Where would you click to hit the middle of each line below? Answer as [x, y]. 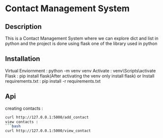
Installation [23, 59]
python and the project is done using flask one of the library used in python [81, 44]
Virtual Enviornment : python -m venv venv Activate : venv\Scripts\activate [81, 70]
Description [23, 27]
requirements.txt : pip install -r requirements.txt [53, 81]
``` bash [13, 126]
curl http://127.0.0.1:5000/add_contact [47, 117]
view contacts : [22, 122]
